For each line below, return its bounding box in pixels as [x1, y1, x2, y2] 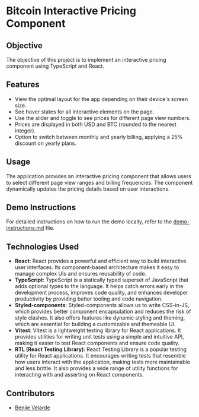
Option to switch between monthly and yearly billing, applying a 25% [14, 133, 183, 140]
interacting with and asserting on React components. [14, 371, 144, 378]
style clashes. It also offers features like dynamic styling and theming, [14, 314, 185, 321]
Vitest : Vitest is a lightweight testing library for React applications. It [14, 327, 181, 334]
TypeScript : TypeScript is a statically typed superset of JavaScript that [14, 276, 189, 283]
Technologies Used [6, 242, 79, 252]
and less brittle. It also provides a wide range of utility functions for [14, 365, 179, 372]
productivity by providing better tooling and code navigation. [14, 295, 163, 302]
